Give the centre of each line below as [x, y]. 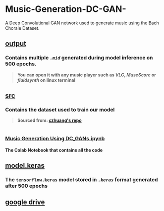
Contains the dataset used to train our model [60, 109]
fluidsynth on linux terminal [46, 80]
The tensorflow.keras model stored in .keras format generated [82, 180]
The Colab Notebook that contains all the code [54, 150]
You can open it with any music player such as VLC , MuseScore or [86, 75]
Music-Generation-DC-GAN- [66, 9]
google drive [25, 202]
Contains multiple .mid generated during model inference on [79, 58]
